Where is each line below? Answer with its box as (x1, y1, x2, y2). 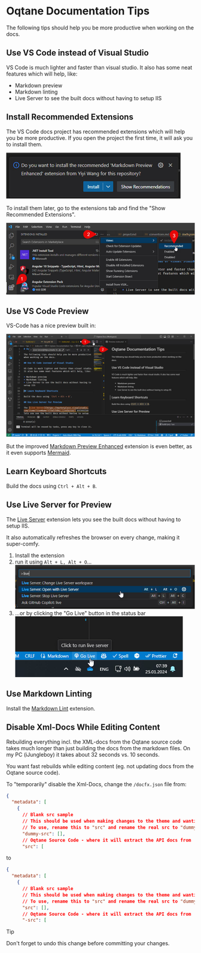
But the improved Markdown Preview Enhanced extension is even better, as (6, 443, 193, 450)
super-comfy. (6, 540, 40, 547)
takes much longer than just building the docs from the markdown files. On (6, 744, 190, 751)
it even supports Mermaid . (6, 449, 71, 457)
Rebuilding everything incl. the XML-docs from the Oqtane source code (6, 738, 182, 745)
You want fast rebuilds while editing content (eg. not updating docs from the (6, 762, 194, 769)
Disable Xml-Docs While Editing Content (6, 722, 160, 733)
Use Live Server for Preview (6, 500, 112, 510)
